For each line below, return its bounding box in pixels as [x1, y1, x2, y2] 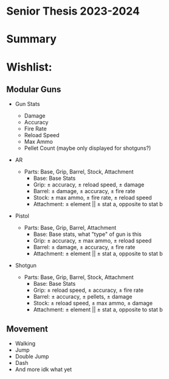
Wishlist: [6, 60, 53, 74]
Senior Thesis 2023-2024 [6, 4, 140, 18]
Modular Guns [6, 84, 61, 94]
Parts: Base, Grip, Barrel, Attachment [24, 224, 117, 232]
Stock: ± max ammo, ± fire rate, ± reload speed [33, 194, 152, 202]
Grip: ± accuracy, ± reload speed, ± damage [33, 181, 145, 188]
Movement [6, 324, 49, 334]
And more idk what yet [15, 366, 72, 373]
